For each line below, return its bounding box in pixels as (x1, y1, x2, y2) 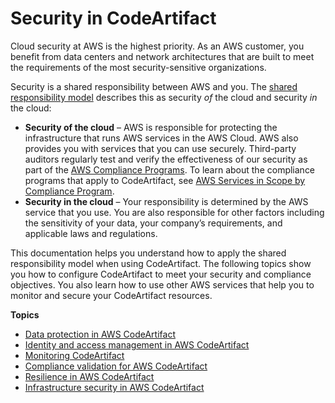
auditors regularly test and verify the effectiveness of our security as (24, 153, 308, 165)
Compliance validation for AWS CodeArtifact (24, 360, 208, 372)
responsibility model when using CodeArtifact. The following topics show (10, 257, 312, 269)
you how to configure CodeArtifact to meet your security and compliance (10, 268, 312, 280)
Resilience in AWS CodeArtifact (24, 370, 155, 382)
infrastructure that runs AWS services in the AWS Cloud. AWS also (24, 132, 299, 144)
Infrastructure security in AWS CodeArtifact (24, 381, 205, 393)
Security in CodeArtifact (10, 7, 217, 30)
